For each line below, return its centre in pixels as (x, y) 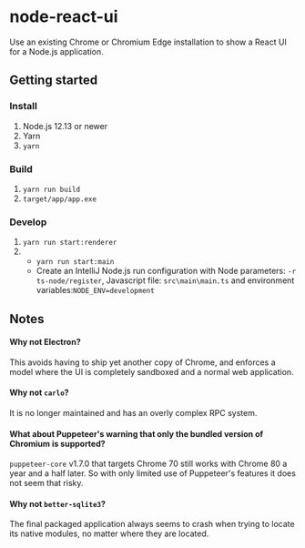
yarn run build (51, 189)
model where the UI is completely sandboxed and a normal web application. (152, 371)
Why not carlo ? (40, 392)
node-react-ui (64, 17)
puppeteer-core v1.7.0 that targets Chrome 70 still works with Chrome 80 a (148, 464)
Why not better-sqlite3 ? (58, 503)
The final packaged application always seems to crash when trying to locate (152, 524)
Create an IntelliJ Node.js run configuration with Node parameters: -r (166, 271)
